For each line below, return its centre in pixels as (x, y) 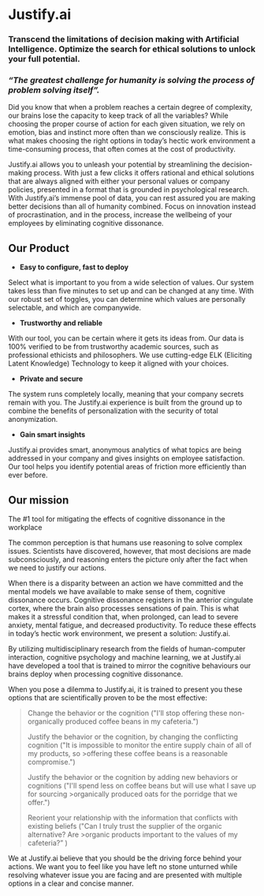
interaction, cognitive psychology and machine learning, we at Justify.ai (125, 657)
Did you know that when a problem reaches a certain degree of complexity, (130, 107)
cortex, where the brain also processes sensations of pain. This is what (124, 608)
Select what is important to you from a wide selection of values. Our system (131, 283)
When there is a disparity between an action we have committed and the (126, 583)
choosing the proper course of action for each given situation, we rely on (127, 124)
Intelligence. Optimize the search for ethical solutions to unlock (132, 49)
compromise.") (52, 762)
